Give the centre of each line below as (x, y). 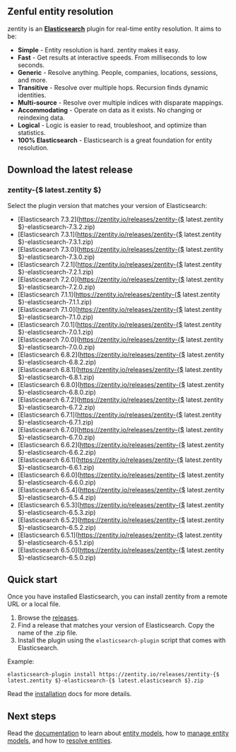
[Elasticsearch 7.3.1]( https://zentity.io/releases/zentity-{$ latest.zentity (119, 234)
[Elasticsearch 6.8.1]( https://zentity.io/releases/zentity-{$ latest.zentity (120, 369)
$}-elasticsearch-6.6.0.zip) (57, 482)
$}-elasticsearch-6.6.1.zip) (56, 467)
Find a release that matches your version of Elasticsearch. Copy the (116, 625)
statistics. (31, 132)
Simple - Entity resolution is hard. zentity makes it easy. (99, 50)
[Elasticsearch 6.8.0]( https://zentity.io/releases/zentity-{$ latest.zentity (121, 384)
